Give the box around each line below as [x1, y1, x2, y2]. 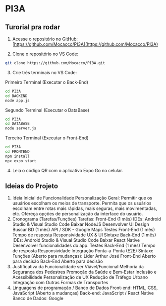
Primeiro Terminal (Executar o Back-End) [5, 79, 88, 85]
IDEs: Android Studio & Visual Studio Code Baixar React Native [12, 237, 140, 243]
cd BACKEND [5, 93, 28, 99]
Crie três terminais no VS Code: [12, 69, 77, 75]
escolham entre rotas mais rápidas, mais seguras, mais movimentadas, [12, 205, 157, 211]
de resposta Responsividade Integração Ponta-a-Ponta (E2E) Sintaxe [12, 248, 154, 254]
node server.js [5, 126, 37, 131]
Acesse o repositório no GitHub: [12, 36, 78, 42]
